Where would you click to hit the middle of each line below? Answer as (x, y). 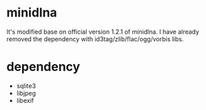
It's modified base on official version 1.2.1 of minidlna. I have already (103, 32)
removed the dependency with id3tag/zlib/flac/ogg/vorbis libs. (95, 38)
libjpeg (26, 93)
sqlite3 (26, 86)
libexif (25, 100)
